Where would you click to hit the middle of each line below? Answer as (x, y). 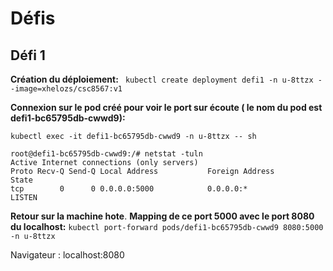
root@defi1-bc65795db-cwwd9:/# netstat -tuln (106, 154)
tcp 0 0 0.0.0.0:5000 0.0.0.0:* (129, 189)
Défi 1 (28, 55)
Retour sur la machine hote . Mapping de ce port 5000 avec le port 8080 (162, 216)
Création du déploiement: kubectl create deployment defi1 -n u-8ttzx (162, 79)
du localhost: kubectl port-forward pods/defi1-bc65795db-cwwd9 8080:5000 (167, 226)
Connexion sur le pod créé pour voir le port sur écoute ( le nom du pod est (166, 107)
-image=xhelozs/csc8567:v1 (66, 89)
